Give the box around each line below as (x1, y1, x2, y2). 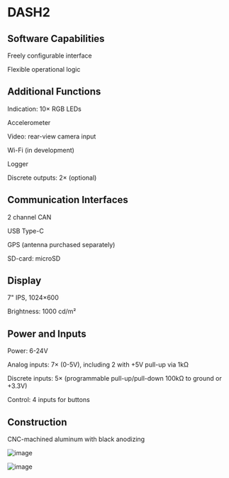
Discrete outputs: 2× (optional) (7, 173, 97, 182)
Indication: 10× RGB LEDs (7, 104, 82, 113)
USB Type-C (7, 227, 44, 235)
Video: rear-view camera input (7, 132, 96, 141)
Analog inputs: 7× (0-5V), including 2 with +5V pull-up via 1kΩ (7, 360, 189, 369)
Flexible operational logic (7, 65, 81, 73)
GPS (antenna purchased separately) (7, 240, 116, 249)
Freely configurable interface (7, 51, 92, 60)
